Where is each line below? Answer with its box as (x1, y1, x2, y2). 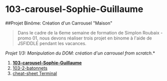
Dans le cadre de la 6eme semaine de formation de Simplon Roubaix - (17, 29, 163, 35)
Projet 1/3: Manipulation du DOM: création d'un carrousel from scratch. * (5, 50, 155, 56)
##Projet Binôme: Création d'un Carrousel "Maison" (5, 20, 113, 26)
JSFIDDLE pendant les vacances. (17, 40, 87, 46)
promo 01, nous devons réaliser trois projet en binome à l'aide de (17, 35, 152, 41)
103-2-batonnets (12, 65, 48, 71)
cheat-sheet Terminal (12, 70, 57, 76)
